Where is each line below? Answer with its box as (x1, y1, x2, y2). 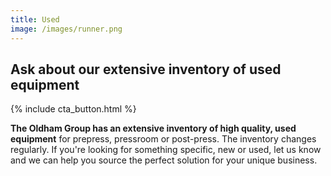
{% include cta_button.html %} (10, 103, 137, 115)
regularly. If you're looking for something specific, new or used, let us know (10, 144, 322, 156)
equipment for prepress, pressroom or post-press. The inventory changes (10, 133, 317, 145)
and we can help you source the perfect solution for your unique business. (10, 154, 318, 166)
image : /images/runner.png (10, 24, 123, 34)
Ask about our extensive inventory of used (10, 61, 282, 78)
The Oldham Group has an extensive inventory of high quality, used (10, 122, 297, 135)
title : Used (10, 14, 60, 25)
